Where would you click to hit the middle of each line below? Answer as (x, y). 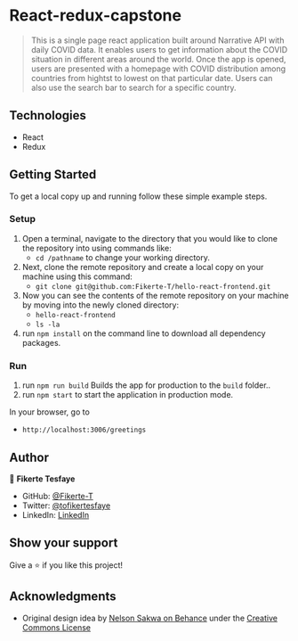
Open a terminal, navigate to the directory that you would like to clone (150, 238)
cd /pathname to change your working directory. (123, 257)
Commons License (56, 627)
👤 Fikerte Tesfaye (42, 479)
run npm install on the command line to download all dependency (144, 333)
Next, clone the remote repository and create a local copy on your (143, 267)
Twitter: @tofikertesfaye (66, 505)
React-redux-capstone (96, 16)
